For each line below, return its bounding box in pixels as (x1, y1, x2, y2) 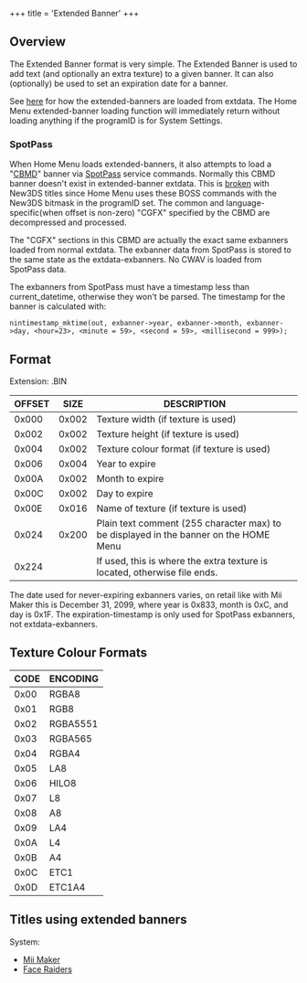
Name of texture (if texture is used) (96, 502, 248, 515)
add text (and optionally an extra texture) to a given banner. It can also (9, 68, 274, 79)
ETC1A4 (48, 881, 86, 893)
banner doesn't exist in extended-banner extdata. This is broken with (9, 178, 270, 189)
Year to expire (96, 457, 157, 470)
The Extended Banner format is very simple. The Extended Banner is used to (9, 59, 298, 69)
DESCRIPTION (163, 397, 227, 410)
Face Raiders (22, 964, 73, 975)
